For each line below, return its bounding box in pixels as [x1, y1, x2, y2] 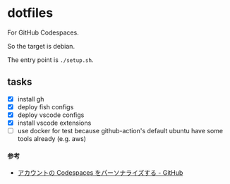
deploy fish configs [17, 102, 74, 111]
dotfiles [7, 5, 54, 21]
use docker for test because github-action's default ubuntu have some [17, 127, 224, 135]
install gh [17, 94, 44, 103]
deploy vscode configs [17, 111, 85, 119]
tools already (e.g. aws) [17, 135, 87, 143]
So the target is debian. [7, 42, 75, 50]
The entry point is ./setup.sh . [7, 55, 94, 64]
